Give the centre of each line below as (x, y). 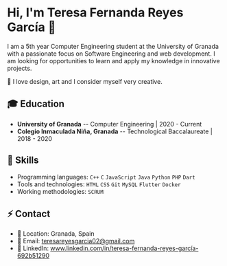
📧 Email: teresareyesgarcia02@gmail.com (76, 241)
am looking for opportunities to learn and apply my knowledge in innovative (114, 60)
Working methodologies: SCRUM (60, 191)
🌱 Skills (23, 160)
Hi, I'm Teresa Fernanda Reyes (95, 13)
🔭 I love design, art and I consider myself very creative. (85, 81)
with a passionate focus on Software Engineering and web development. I (111, 54)
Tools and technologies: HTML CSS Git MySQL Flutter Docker (99, 184)
